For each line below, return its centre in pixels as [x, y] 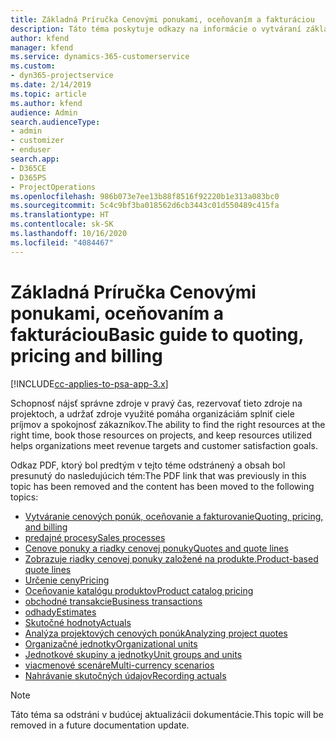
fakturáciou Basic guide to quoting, [157, 334]
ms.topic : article [48, 94]
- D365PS [28, 177]
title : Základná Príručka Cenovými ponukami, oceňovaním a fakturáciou [162, 19]
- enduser [31, 150]
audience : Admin [44, 112]
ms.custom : [33, 66]
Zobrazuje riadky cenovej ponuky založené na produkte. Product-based [171, 558]
